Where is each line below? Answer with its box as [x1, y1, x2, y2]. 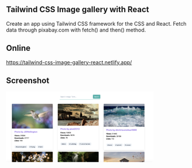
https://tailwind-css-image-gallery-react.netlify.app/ [6, 58, 132, 66]
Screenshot [6, 76, 50, 86]
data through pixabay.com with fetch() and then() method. [6, 26, 146, 33]
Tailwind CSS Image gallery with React [6, 5, 149, 15]
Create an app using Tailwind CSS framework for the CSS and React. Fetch [6, 20, 187, 27]
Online [6, 43, 31, 53]
